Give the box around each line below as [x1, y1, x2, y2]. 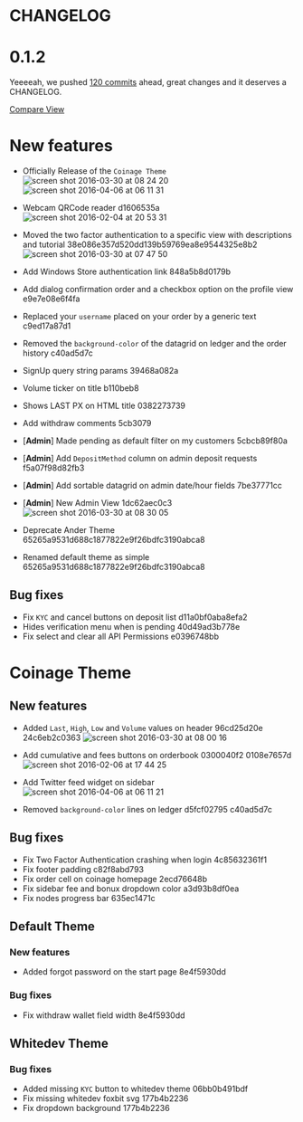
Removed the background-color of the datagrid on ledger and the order [22, 338, 287, 349]
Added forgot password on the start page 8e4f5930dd [22, 966, 226, 977]
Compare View [9, 104, 65, 115]
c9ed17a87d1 [22, 320, 71, 331]
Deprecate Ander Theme [22, 525, 116, 536]
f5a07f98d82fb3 [22, 462, 85, 473]
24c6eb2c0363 [22, 732, 81, 743]
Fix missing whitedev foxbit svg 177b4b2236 [22, 1093, 189, 1104]
